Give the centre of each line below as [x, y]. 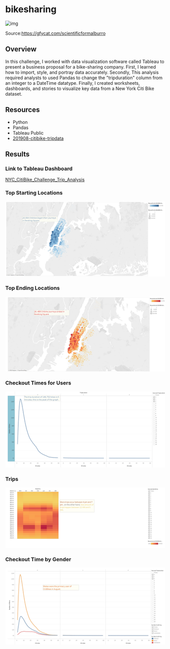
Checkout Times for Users [38, 383]
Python [20, 122]
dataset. [14, 94]
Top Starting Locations [34, 193]
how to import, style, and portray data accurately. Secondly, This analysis [82, 72]
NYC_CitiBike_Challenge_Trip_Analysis [45, 180]
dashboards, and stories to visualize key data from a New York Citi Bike [80, 88]
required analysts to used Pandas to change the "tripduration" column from [84, 78]
